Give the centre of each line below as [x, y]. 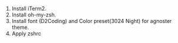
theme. [20, 27]
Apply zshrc [26, 34]
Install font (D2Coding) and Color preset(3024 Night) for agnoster [92, 21]
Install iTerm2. [29, 9]
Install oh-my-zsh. [34, 15]
